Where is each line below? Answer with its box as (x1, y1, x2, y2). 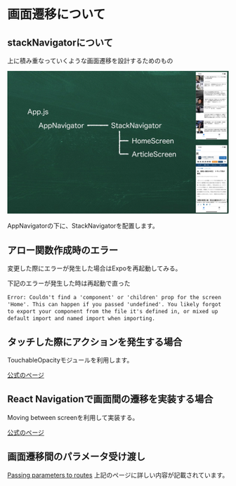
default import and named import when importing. (7, 315, 156, 322)
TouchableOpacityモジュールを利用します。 (7, 355, 133, 364)
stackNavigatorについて (7, 37, 114, 48)
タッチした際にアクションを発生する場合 (7, 336, 183, 348)
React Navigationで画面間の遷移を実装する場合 (7, 393, 214, 405)
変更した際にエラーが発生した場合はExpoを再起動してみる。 (7, 264, 182, 272)
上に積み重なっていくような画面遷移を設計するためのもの (7, 57, 173, 65)
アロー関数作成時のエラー (7, 244, 118, 256)
